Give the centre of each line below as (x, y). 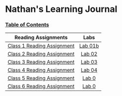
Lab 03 (89, 62)
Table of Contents (27, 25)
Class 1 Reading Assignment (41, 46)
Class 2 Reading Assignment (41, 54)
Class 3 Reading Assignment (41, 62)
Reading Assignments (41, 37)
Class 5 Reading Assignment (41, 78)
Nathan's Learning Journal (61, 9)
